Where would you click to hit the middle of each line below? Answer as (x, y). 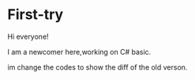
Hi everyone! (28, 36)
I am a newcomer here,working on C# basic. (79, 51)
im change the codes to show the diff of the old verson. (97, 67)
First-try (36, 15)
